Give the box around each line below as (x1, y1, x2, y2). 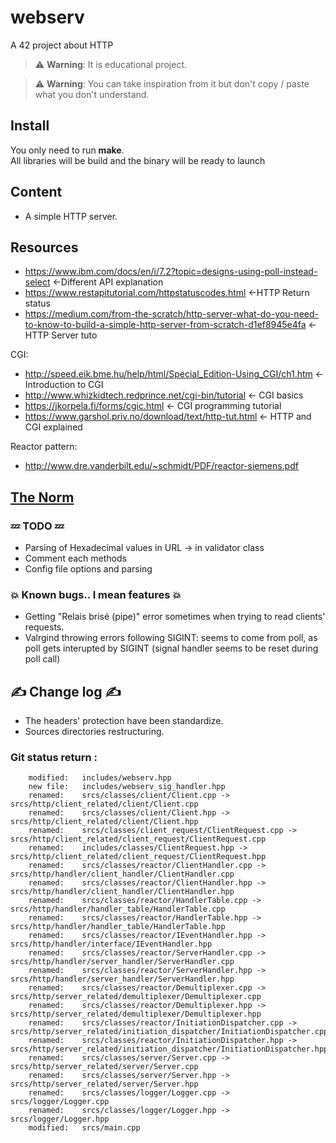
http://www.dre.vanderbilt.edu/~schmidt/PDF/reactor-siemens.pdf (24, 460, 299, 472)
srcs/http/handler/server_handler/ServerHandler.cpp (10, 957, 235, 967)
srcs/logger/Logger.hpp (10, 1114, 110, 1125)
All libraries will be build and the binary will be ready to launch (10, 154, 266, 166)
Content (10, 184, 63, 201)
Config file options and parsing (24, 563, 153, 575)
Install (10, 117, 50, 135)
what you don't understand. (34, 88, 150, 100)
